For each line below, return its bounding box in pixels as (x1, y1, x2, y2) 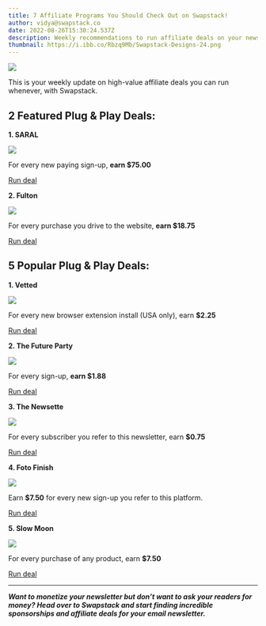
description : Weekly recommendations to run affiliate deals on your (8, 33, 243, 42)
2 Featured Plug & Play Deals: (8, 108, 156, 123)
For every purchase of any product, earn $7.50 (8, 553, 161, 563)
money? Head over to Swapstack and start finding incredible (8, 600, 214, 609)
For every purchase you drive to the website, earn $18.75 (8, 221, 196, 230)
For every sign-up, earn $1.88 (8, 371, 107, 381)
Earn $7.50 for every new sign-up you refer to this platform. (8, 492, 203, 503)
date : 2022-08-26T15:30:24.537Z (8, 26, 115, 34)
